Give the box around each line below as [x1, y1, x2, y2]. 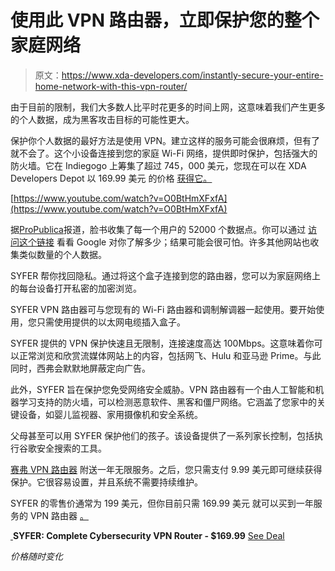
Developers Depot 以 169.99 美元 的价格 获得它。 [10, 172, 213, 184]
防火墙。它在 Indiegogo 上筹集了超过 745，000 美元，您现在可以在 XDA [10, 159, 307, 171]
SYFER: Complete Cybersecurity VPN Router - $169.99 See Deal [12, 529, 285, 541]
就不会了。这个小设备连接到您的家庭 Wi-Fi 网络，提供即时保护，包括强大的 [10, 147, 318, 159]
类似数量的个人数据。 [18, 248, 107, 260]
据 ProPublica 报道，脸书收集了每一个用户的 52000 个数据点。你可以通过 [10, 223, 307, 235]
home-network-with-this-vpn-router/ [34, 80, 188, 92]
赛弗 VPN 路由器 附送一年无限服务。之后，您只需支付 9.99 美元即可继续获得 [10, 463, 323, 475]
